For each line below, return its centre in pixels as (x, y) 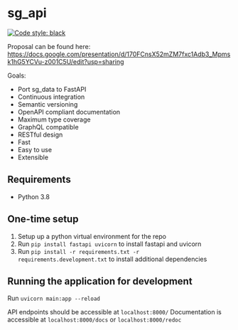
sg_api (27, 13)
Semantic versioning (48, 104)
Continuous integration (51, 97)
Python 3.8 (33, 196)
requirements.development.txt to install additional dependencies (112, 259)
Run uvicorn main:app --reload (54, 298)
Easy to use (34, 149)
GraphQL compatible (48, 127)
